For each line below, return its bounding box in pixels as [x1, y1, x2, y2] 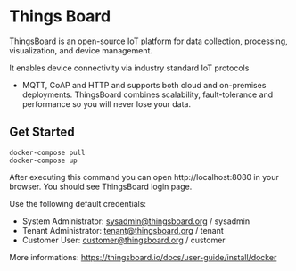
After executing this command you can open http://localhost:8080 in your [9, 171, 279, 182]
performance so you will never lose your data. [21, 98, 192, 109]
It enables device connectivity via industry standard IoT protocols [9, 62, 250, 73]
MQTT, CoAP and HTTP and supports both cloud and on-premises [21, 79, 267, 90]
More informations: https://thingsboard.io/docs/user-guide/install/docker [9, 251, 277, 262]
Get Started [9, 125, 75, 140]
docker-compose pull [9, 148, 86, 157]
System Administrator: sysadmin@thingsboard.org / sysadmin [21, 216, 251, 226]
